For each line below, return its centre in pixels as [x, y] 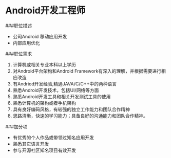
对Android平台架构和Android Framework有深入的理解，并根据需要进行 [87, 71]
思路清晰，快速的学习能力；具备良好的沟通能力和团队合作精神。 [80, 116]
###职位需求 [19, 54]
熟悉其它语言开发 [31, 144]
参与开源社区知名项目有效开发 [44, 150]
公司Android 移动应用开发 [40, 36]
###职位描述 [19, 26]
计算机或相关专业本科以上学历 [44, 64]
